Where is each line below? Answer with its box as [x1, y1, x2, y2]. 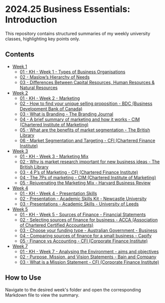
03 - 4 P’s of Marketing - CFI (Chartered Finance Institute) [19, 169, 138, 175]
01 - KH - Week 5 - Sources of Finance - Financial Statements [19, 211, 146, 217]
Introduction [5, 14, 57, 25]
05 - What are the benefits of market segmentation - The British [19, 127, 150, 133]
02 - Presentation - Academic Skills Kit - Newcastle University [19, 196, 147, 202]
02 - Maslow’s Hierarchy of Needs [19, 74, 90, 80]
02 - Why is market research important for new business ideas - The [19, 158, 160, 165]
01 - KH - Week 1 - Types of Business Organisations [19, 69, 125, 75]
